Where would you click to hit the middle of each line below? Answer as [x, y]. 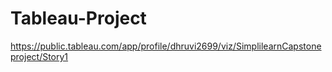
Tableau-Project [78, 18]
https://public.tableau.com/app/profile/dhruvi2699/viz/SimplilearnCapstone [166, 46]
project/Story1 [39, 56]
